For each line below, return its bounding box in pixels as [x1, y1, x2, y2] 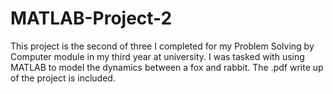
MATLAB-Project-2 [10, 7, 173, 30]
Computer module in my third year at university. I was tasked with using [10, 50, 305, 62]
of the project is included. [10, 72, 116, 84]
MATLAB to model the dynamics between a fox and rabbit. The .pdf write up [10, 61, 324, 73]
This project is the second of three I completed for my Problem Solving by [10, 40, 315, 52]
